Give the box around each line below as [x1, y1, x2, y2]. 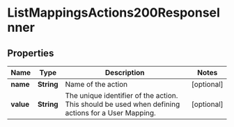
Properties [7, 47, 54, 59]
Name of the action [65, 80, 128, 89]
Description [104, 68, 145, 77]
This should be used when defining [65, 99, 180, 109]
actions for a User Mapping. [65, 108, 157, 117]
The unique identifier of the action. [65, 91, 178, 100]
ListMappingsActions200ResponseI [7, 5, 221, 21]
